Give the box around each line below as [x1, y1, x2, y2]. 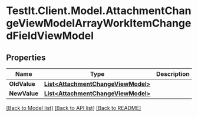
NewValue [9, 89, 39, 98]
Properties [6, 52, 46, 62]
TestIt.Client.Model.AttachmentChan [6, 4, 192, 18]
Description [156, 70, 190, 78]
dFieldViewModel [6, 29, 94, 42]
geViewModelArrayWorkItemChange [6, 16, 192, 30]
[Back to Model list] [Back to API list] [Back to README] [6, 105, 141, 111]
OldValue [9, 80, 35, 88]
